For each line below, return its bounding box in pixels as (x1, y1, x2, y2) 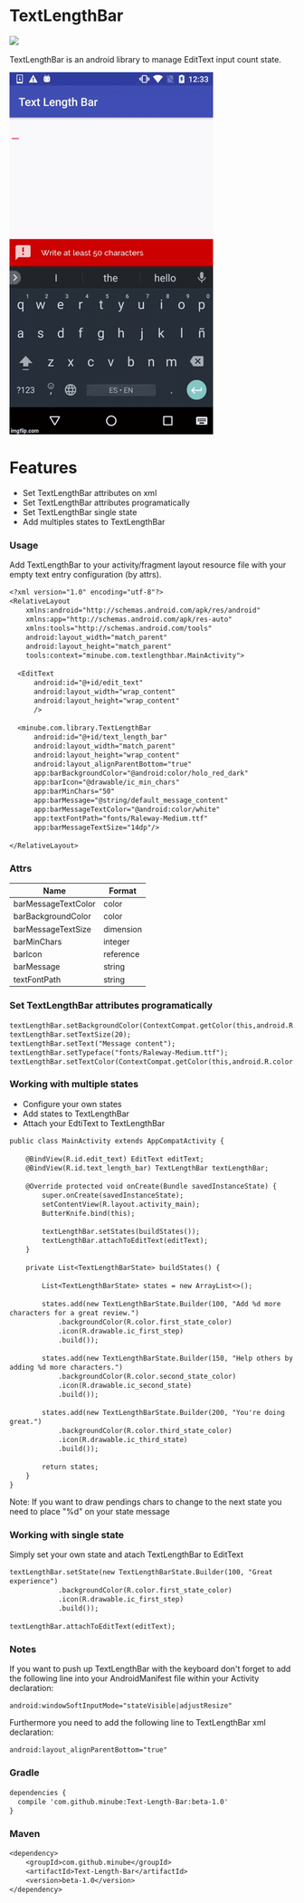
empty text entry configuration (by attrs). (9, 569, 162, 580)
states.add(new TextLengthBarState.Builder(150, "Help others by (42, 1353, 294, 1363)
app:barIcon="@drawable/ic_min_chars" (33, 778, 180, 788)
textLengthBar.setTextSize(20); (9, 1029, 131, 1039)
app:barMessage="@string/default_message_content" (33, 796, 229, 806)
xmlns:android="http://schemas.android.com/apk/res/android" (25, 606, 261, 616)
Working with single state (9, 1528, 125, 1541)
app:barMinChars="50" (33, 787, 116, 797)
